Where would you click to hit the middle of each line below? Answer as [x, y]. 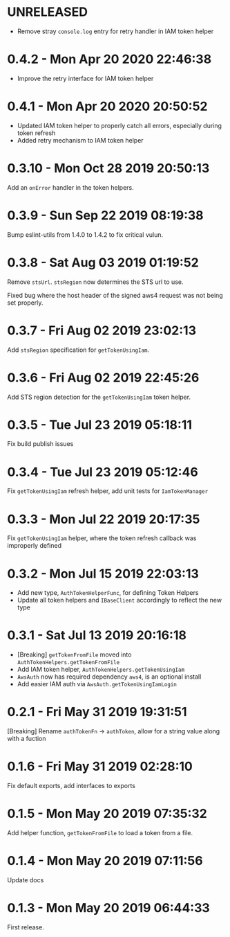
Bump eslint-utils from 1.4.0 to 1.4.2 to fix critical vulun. [85, 234]
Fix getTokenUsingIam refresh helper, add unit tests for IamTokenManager [108, 491]
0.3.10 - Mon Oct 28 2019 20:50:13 [108, 168]
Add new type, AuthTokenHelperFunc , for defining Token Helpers [108, 593]
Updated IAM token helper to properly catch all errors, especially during [119, 125]
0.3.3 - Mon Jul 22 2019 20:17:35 [104, 519]
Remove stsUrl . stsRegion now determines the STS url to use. [95, 282]
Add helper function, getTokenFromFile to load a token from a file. [100, 833]
